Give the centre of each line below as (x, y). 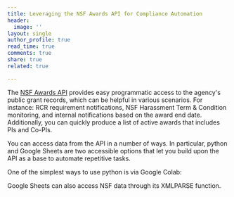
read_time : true (31, 46)
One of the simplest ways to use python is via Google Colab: (95, 172)
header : (19, 20)
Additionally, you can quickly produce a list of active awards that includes (113, 122)
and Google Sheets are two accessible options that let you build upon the (113, 151)
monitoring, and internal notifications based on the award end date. (105, 115)
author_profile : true (39, 40)
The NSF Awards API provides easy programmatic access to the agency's (114, 92)
